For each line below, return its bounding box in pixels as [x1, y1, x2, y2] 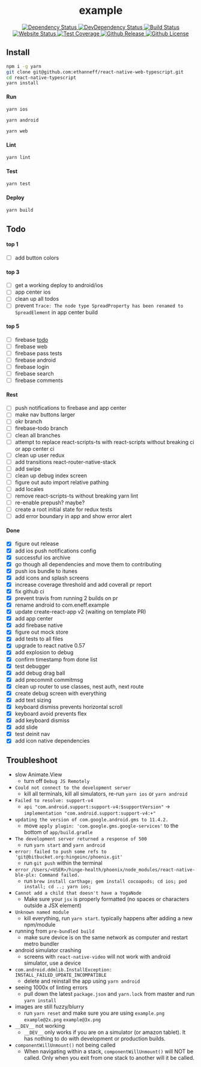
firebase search [14, 370, 54, 377]
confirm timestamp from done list [14, 655, 98, 663]
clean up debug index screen [14, 472, 88, 479]
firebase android [14, 356, 56, 363]
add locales [14, 485, 44, 492]
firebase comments [14, 377, 63, 384]
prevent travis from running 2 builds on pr [14, 594, 118, 602]
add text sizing [14, 696, 52, 704]
